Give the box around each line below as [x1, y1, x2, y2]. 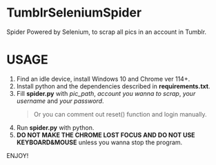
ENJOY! [6, 151, 29, 159]
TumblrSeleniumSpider [6, 5, 142, 21]
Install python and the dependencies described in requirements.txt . [16, 81, 211, 90]
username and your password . [16, 97, 104, 105]
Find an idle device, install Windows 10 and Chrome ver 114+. [16, 75, 190, 83]
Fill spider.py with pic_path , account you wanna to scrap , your [16, 89, 196, 97]
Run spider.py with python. [16, 123, 95, 132]
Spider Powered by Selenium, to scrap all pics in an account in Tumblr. [6, 28, 207, 36]
